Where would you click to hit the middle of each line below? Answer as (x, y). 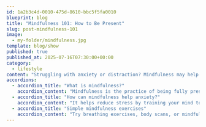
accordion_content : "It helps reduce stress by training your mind (105, 103)
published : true (27, 52)
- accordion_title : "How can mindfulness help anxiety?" (86, 97)
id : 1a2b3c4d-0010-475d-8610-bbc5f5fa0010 (61, 12)
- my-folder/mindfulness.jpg (49, 40)
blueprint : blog (27, 18)
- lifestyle (27, 69)
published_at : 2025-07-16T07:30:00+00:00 (60, 57)
